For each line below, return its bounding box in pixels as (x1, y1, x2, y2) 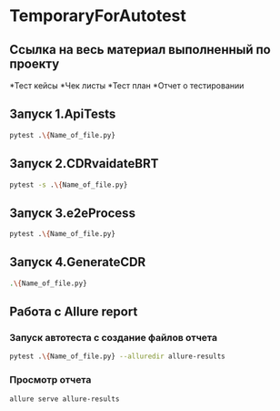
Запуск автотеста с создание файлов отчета (9, 332, 218, 344)
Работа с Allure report (9, 304, 138, 320)
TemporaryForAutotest (9, 5, 186, 26)
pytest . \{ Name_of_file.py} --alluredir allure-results (9, 352, 225, 361)
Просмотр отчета (9, 374, 92, 386)
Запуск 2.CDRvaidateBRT (9, 156, 159, 171)
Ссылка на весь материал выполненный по (9, 42, 271, 57)
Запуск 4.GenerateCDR (9, 254, 146, 270)
